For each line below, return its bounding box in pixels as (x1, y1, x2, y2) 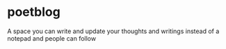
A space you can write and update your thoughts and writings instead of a (7, 27, 220, 35)
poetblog (7, 4, 60, 20)
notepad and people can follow (7, 34, 96, 42)
